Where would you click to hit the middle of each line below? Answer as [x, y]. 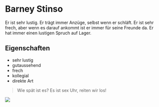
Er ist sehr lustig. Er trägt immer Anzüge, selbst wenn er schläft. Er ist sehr [79, 22]
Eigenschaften [27, 48]
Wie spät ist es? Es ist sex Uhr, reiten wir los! [62, 90]
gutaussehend [26, 65]
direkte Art [23, 81]
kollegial [20, 75]
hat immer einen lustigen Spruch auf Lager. [48, 33]
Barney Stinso [34, 9]
